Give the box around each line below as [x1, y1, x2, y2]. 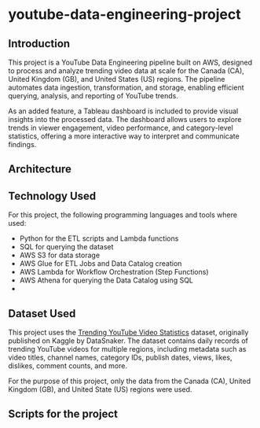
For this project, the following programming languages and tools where [8, 210, 238, 220]
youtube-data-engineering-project [8, 6, 241, 24]
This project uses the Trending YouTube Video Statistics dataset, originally [8, 328, 249, 338]
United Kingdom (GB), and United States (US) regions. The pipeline [8, 75, 225, 83]
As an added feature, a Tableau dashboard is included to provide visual [8, 106, 239, 116]
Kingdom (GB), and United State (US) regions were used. [8, 385, 192, 394]
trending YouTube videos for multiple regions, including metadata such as [8, 345, 247, 354]
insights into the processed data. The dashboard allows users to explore [8, 115, 242, 124]
